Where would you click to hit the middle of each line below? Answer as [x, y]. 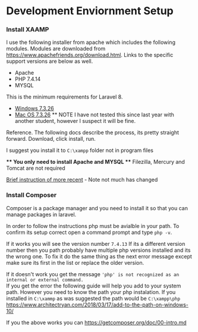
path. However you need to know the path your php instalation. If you [91, 292]
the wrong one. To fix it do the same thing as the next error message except [99, 256]
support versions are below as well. [50, 61]
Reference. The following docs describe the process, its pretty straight [93, 132]
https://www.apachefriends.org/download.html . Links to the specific [90, 55]
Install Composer [32, 195]
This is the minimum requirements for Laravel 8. [65, 97]
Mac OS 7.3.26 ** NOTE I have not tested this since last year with [94, 115]
